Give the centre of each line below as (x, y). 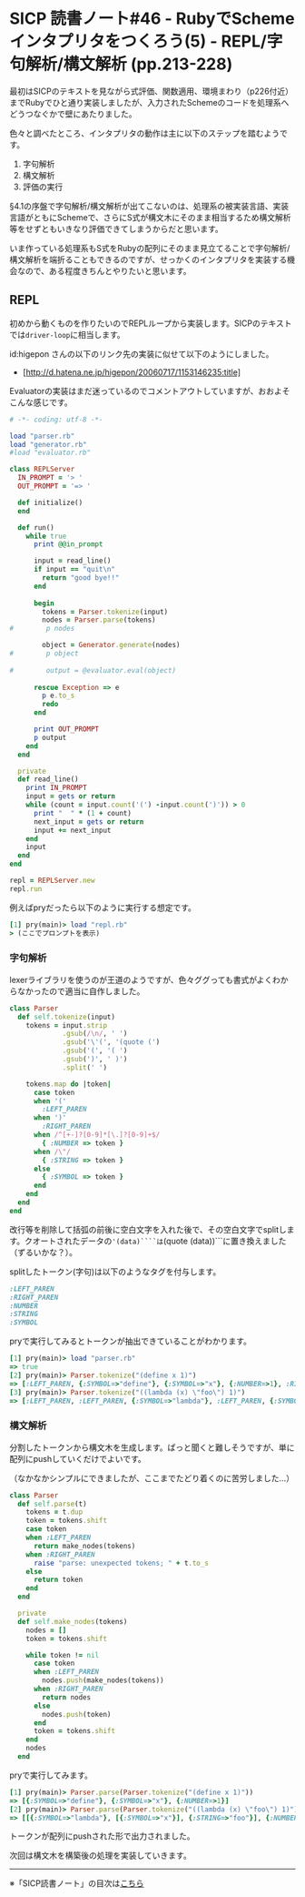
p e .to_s (59, 696)
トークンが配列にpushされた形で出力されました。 (102, 1836)
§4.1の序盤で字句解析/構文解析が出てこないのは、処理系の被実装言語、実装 (149, 206)
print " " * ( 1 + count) (82, 813)
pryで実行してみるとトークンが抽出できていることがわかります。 (131, 1341)
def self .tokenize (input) (67, 1017)
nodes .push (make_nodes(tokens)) (103, 1680)
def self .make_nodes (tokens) (73, 1621)
